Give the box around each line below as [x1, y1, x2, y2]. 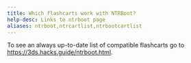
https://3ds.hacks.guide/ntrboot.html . [7, 48, 113, 56]
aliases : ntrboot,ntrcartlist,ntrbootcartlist [7, 22, 142, 29]
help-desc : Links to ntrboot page [7, 16, 106, 23]
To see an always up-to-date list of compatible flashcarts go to [7, 41, 185, 49]
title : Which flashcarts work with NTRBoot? [7, 9, 136, 17]
